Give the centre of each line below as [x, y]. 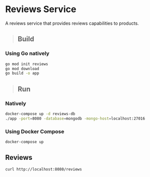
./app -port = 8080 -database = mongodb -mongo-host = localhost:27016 [75, 119]
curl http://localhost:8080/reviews [44, 169]
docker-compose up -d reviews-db [40, 114]
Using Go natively [27, 53]
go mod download [22, 69]
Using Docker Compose [35, 131]
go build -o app [22, 73]
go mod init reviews [27, 64]
